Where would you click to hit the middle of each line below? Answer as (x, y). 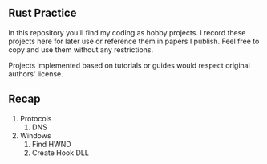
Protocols (36, 118)
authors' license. (36, 74)
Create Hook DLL (61, 153)
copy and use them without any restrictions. (81, 49)
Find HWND (51, 144)
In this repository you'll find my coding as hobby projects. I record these (127, 32)
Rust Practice (42, 13)
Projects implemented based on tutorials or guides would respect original (129, 65)
